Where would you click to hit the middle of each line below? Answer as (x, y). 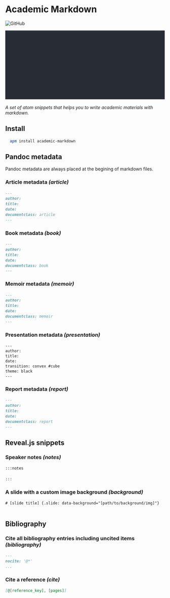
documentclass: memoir (29, 316)
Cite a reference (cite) (33, 579)
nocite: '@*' (19, 561)
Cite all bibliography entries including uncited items (70, 538)
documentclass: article (30, 215)
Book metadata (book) (33, 233)
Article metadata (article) (37, 182)
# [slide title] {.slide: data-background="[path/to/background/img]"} (82, 503)
